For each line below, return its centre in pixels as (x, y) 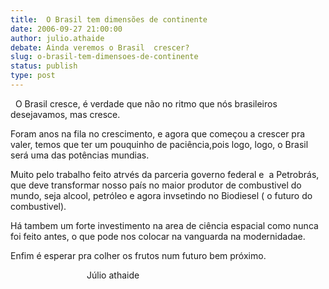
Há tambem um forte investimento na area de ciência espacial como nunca (164, 225)
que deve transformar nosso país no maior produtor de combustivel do (156, 185)
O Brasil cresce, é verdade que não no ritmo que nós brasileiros (146, 103)
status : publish (44, 66)
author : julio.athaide (57, 38)
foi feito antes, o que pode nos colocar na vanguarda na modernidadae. (158, 236)
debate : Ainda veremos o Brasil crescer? (100, 47)
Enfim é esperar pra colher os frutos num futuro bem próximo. (138, 255)
